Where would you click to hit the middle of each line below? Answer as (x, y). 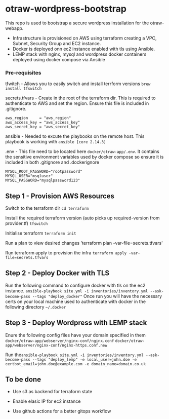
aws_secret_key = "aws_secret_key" (43, 127)
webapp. (14, 28)
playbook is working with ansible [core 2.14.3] (56, 142)
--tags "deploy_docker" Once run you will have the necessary (97, 296)
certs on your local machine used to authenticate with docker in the (75, 301)
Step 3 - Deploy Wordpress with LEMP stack (76, 323)
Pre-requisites (23, 72)
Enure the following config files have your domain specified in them (75, 335)
